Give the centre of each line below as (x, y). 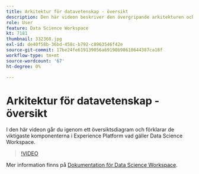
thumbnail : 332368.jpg (34, 39)
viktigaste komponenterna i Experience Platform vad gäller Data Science (94, 136)
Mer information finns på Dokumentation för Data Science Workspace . (92, 165)
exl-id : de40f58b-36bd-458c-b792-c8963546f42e (65, 45)
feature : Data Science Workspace (47, 28)
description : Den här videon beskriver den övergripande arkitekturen (95, 17)
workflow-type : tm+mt (33, 55)
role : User (20, 22)
